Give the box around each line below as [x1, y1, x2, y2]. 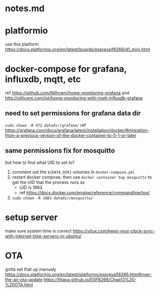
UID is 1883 [19, 184, 43, 190]
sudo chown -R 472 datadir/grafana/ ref [5, 122, 86, 128]
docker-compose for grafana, [5, 64, 127, 74]
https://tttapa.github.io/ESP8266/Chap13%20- [43, 276, 137, 282]
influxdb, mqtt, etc [5, 74, 81, 85]
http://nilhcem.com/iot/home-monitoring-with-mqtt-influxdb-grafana [5, 95, 143, 101]
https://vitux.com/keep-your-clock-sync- [72, 228, 155, 234]
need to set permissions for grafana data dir [5, 109, 141, 117]
